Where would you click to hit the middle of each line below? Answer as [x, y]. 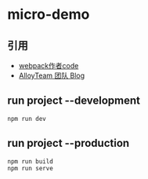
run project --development [74, 101]
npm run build [31, 161]
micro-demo [49, 15]
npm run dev [27, 119]
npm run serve [31, 169]
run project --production [69, 143]
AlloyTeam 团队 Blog [52, 75]
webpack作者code [49, 66]
